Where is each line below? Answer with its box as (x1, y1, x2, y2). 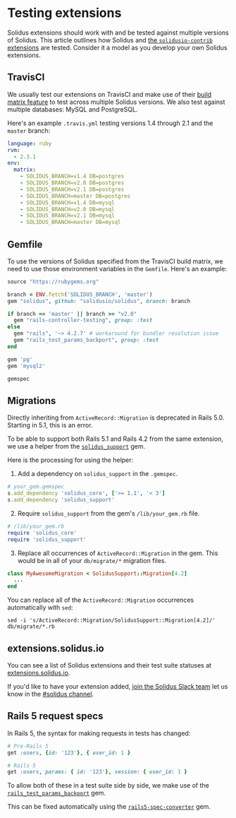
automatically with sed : (7, 603, 73, 612)
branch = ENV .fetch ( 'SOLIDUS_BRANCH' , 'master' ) (7, 291, 153, 298)
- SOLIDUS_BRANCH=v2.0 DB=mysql (20, 206, 115, 213)
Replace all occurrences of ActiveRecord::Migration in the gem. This (17, 549, 218, 557)
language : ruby (7, 140, 52, 147)
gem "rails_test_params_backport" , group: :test (13, 337, 159, 344)
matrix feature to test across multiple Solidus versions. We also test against (7, 97, 225, 106)
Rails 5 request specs (7, 710, 104, 722)
